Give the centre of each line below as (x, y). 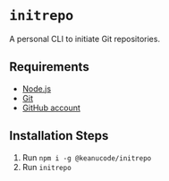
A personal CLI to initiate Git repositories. (85, 39)
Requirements (49, 67)
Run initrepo (46, 167)
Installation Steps (59, 136)
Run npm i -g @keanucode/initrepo (87, 157)
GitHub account (51, 108)
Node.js (37, 89)
